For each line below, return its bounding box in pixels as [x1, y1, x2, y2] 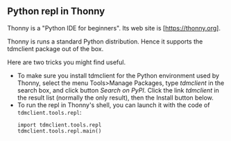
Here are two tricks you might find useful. [7, 58, 126, 66]
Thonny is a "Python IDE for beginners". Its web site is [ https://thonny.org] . [7, 23, 221, 32]
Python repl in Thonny [7, 6, 105, 17]
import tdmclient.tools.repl [17, 121, 102, 129]
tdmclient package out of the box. [7, 44, 104, 53]
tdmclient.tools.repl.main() [17, 127, 102, 134]
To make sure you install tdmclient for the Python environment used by [17, 71, 220, 79]
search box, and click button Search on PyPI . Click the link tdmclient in [17, 86, 220, 94]
